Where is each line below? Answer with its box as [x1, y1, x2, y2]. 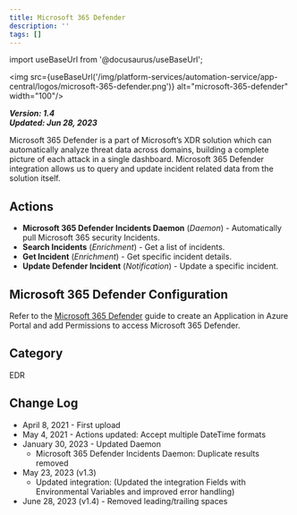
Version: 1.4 [9, 108, 55, 119]
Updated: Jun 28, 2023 [9, 117, 98, 128]
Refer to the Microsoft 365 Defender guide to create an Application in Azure [9, 311, 289, 321]
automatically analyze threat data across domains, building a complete [9, 144, 269, 155]
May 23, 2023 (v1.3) [21, 467, 97, 477]
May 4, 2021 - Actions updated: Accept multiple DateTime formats [21, 429, 267, 440]
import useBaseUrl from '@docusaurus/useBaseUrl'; [9, 55, 203, 65]
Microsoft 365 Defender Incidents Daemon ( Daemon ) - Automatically [21, 223, 282, 234]
